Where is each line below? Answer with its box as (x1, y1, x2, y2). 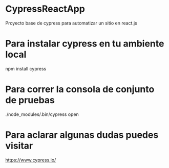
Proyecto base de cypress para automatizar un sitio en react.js (5, 20, 137, 26)
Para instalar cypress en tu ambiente (5, 38, 164, 50)
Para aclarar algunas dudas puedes (5, 129, 159, 140)
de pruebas (5, 94, 55, 106)
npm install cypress (5, 65, 47, 71)
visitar (5, 140, 33, 151)
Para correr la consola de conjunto (5, 84, 155, 95)
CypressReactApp (5, 3, 86, 15)
